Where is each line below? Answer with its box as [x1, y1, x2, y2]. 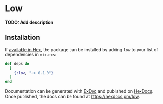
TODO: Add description [5, 19, 54, 25]
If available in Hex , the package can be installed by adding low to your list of [5, 46, 158, 52]
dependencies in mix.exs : [5, 52, 57, 57]
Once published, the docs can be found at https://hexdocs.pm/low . [5, 94, 140, 100]
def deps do [5, 61, 29, 66]
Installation [5, 33, 40, 42]
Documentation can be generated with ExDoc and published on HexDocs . [5, 88, 154, 94]
